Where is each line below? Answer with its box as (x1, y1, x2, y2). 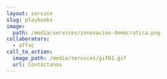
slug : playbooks (6, 16, 53, 23)
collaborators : (6, 36, 50, 43)
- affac (12, 42, 35, 49)
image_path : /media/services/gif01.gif (12, 55, 127, 62)
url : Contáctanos (12, 61, 63, 68)
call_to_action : (6, 49, 53, 56)
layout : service (6, 10, 53, 17)
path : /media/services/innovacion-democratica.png (12, 29, 161, 36)
